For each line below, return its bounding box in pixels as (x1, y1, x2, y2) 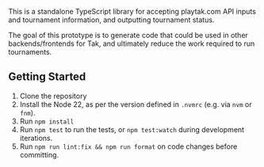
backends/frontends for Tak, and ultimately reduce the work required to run (8, 39, 255, 48)
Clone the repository (19, 91, 87, 101)
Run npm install (19, 116, 75, 126)
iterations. (19, 133, 53, 142)
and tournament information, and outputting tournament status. (8, 15, 215, 25)
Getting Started (8, 70, 86, 84)
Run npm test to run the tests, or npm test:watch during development (19, 124, 244, 134)
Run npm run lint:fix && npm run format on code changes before (19, 142, 238, 151)
